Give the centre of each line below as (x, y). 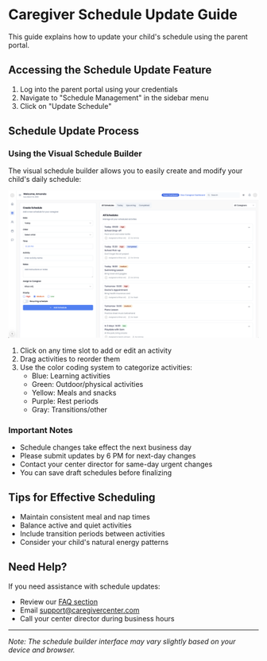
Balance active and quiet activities (76, 525)
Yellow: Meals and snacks (74, 392)
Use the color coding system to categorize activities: (106, 367)
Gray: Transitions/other (69, 409)
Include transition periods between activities (92, 533)
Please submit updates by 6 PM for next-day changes (108, 456)
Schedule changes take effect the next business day (106, 447)
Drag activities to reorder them (70, 358)
